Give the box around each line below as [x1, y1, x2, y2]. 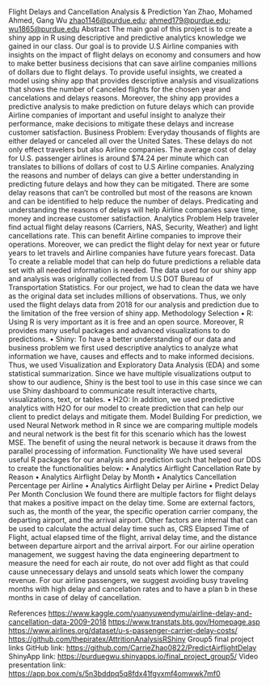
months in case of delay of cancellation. [8, 593, 141, 602]
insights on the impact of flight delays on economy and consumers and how [8, 50, 261, 59]
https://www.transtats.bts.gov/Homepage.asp [108, 617, 260, 627]
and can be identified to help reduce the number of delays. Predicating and [8, 196, 259, 206]
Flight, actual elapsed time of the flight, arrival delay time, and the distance [8, 533, 257, 542]
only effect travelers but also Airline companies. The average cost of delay [8, 145, 257, 154]
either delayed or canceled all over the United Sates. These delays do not [8, 136, 253, 145]
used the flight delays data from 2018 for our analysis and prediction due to [8, 300, 259, 309]
